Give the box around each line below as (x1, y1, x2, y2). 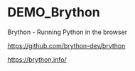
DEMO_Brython (7, 4, 101, 21)
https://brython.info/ (7, 55, 67, 64)
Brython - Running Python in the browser (7, 28, 128, 36)
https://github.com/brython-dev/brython (7, 41, 126, 50)
